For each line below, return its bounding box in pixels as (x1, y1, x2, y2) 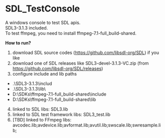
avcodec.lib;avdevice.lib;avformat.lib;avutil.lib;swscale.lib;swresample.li (12, 122, 161, 128)
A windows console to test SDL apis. (5, 19, 81, 25)
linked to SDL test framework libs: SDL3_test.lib (12, 111, 111, 117)
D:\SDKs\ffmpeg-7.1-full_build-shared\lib (12, 96, 96, 102)
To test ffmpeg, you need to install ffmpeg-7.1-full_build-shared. (5, 30, 137, 36)
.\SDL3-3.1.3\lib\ (12, 85, 46, 91)
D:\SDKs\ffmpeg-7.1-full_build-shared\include (12, 91, 107, 97)
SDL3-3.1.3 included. (5, 24, 48, 30)
